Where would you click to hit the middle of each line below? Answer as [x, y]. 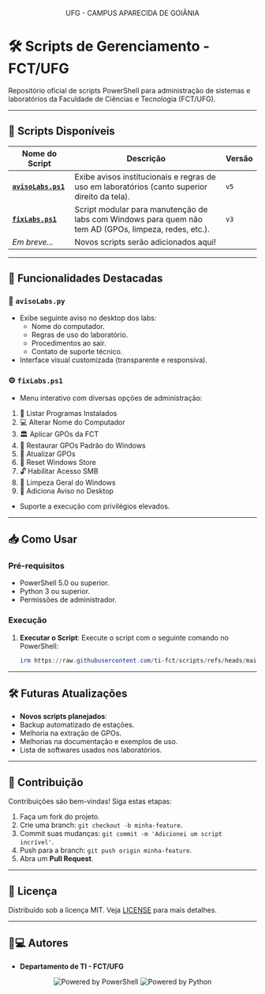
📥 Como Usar [43, 540]
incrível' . [37, 842]
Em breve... [33, 242]
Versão [239, 158]
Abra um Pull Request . [56, 859]
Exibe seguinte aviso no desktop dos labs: [88, 318]
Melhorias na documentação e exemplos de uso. [99, 742]
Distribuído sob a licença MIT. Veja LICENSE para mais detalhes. [113, 910]
